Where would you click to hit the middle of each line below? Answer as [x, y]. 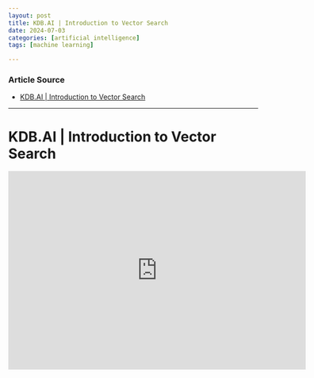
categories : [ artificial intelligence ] [74, 38]
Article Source [36, 80]
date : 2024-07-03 [37, 30]
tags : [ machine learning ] [51, 45]
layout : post [30, 15]
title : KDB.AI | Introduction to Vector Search [88, 23]
